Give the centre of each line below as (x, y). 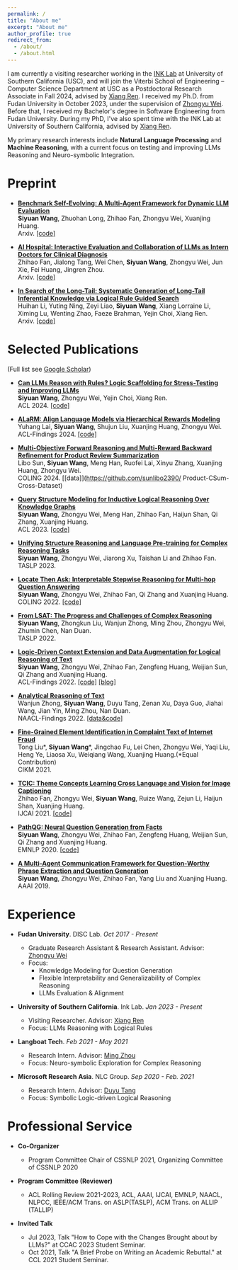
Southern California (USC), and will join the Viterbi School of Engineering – (116, 81)
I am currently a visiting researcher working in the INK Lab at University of (115, 73)
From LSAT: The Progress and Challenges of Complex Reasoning (115, 615)
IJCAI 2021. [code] (45, 813)
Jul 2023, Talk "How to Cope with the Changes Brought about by (123, 1237)
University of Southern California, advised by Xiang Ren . (90, 126)
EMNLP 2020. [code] (48, 849)
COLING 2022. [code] (49, 602)
